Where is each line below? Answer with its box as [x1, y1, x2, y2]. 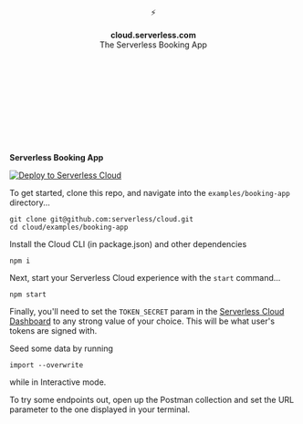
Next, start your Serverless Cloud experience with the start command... [9, 273, 281, 283]
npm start [9, 290, 47, 299]
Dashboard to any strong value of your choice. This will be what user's [9, 315, 276, 326]
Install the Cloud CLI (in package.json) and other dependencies [9, 239, 247, 249]
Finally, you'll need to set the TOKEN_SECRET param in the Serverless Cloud [9, 306, 285, 316]
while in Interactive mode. [9, 377, 107, 388]
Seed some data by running [9, 343, 114, 354]
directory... [9, 197, 50, 208]
